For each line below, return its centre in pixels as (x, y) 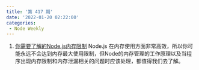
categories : (21, 23)
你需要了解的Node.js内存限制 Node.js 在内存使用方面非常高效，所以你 (101, 46)
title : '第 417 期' (30, 12)
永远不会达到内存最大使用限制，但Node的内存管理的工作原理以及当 (103, 54)
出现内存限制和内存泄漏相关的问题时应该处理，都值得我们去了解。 (102, 61)
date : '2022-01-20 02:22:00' (43, 17)
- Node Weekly (26, 28)
